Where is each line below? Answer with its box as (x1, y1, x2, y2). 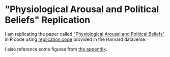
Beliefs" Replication (5, 14, 91, 26)
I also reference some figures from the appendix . (5, 46, 107, 52)
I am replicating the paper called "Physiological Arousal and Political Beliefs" (5, 31, 165, 37)
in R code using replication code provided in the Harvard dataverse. (5, 36, 147, 42)
